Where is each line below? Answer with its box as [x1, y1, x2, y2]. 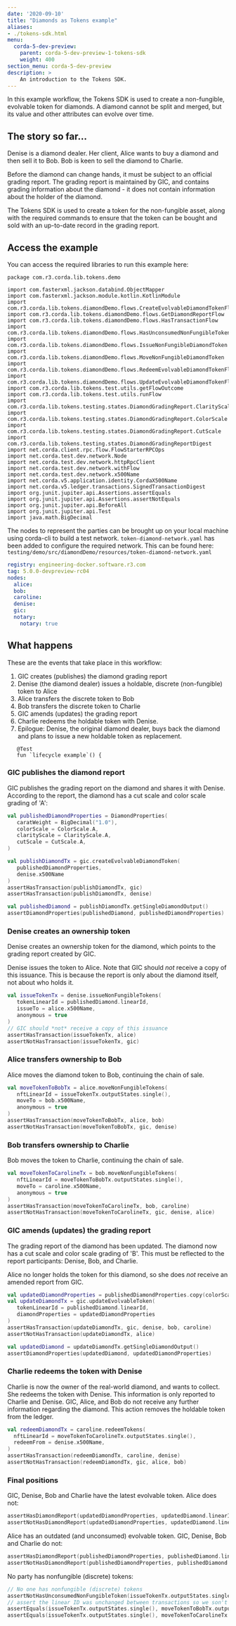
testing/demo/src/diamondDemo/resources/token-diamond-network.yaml [7, 549, 212, 556]
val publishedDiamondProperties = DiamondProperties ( [7, 812, 169, 819]
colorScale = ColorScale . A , [16, 825, 99, 833]
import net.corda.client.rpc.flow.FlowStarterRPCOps [7, 446, 165, 453]
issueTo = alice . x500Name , [16, 1005, 96, 1012]
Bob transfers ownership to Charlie [7, 1140, 130, 1149]
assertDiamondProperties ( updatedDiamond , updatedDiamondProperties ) [7, 1349, 212, 1357]
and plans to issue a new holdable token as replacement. [17, 731, 183, 740]
